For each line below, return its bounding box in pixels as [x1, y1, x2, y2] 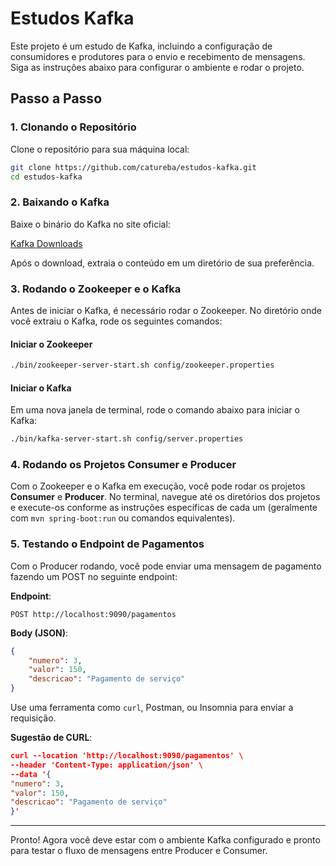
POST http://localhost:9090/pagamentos [10, 609, 177, 619]
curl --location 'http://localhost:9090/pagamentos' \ [10, 751, 244, 761]
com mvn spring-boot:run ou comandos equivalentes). [10, 512, 236, 524]
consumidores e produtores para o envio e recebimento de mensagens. [10, 50, 306, 62]
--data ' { [10, 769, 52, 779]
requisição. [10, 712, 57, 724]
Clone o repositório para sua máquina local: [10, 143, 190, 155]
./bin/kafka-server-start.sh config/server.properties [10, 434, 244, 444]
